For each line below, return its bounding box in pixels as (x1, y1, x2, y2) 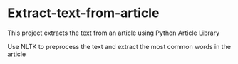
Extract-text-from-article (7, 5, 160, 21)
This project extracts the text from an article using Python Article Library (7, 28, 220, 37)
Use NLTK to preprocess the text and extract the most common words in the (7, 42, 232, 50)
